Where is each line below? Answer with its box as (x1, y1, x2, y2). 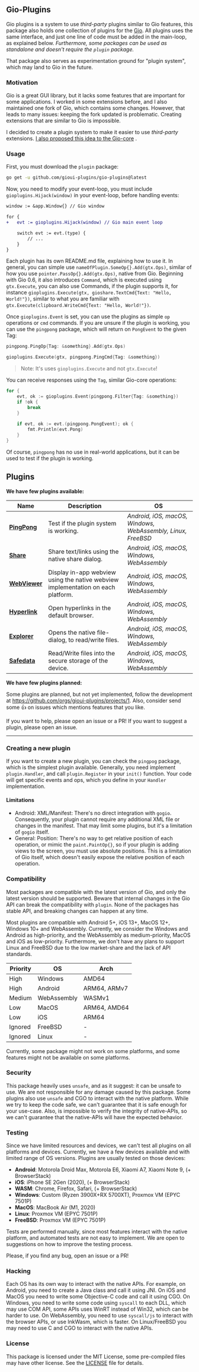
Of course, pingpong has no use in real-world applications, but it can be (6, 448, 179, 455)
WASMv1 (83, 994, 110, 1002)
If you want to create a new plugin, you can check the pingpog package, (6, 758, 181, 765)
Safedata (9, 656, 36, 664)
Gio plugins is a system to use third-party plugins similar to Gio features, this (6, 20, 193, 27)
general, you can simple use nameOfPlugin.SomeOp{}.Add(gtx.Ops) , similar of (6, 264, 192, 271)
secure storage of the (48, 656, 108, 664)
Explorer (9, 632, 34, 640)
